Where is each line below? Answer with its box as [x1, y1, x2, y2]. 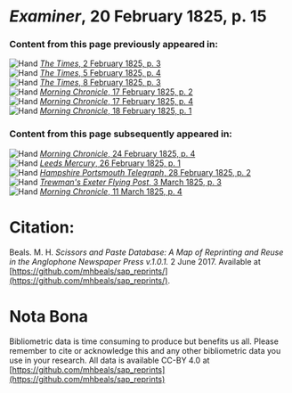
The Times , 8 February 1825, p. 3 [39, 78, 162, 88]
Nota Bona [9, 306, 89, 326]
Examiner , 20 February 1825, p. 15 [9, 6, 267, 27]
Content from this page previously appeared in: [9, 38, 218, 51]
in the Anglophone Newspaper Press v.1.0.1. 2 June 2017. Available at [9, 256, 261, 266]
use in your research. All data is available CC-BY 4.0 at [9, 355, 210, 365]
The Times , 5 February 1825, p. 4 [39, 68, 162, 78]
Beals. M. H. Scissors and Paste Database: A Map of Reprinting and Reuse [9, 247, 284, 258]
